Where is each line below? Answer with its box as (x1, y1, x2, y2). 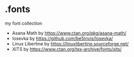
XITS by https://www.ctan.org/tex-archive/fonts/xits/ (12, 46, 122, 52)
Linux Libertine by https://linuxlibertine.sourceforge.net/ (12, 40, 129, 46)
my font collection (5, 20, 42, 26)
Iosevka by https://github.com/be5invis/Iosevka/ (12, 35, 113, 41)
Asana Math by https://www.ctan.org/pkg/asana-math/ (12, 30, 127, 36)
